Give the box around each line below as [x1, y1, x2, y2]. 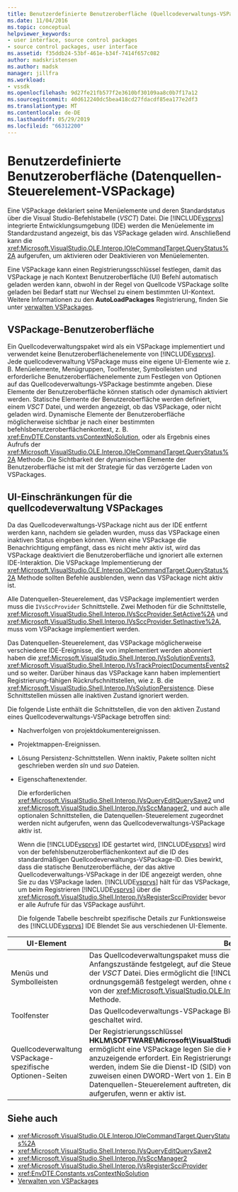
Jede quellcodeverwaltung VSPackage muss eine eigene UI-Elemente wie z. [7, 357, 231, 366]
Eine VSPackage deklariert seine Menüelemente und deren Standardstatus [7, 206, 225, 215]
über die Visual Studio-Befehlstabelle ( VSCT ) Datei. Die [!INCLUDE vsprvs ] [7, 214, 225, 223]
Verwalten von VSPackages [17, 1176, 99, 1185]
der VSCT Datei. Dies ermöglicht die [89, 968, 209, 978]
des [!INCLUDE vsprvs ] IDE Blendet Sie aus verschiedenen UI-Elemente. [17, 922, 227, 930]
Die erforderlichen [17, 789, 71, 797]
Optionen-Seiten [11, 1071, 67, 1081]
